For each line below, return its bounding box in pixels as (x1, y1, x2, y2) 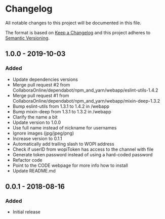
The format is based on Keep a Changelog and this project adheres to (5, 29, 151, 35)
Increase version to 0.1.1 (12, 135, 62, 142)
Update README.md (12, 167, 56, 173)
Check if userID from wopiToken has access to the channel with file (12, 146, 154, 152)
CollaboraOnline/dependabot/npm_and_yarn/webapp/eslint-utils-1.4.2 (12, 87, 158, 93)
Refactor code (12, 157, 43, 163)
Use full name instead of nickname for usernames (12, 124, 117, 130)
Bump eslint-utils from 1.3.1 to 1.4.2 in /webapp (12, 103, 110, 109)
